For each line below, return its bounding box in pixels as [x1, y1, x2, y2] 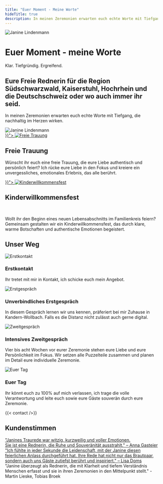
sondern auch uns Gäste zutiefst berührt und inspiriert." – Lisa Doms [5, 458, 142, 464]
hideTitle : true [5, 12, 38, 17]
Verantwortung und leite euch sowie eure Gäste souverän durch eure [5, 395, 143, 401]
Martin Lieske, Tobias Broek [5, 473, 61, 479]
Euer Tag [5, 379, 27, 386]
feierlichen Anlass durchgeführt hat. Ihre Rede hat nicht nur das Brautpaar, [5, 452, 154, 458]
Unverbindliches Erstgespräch [5, 298, 79, 305]
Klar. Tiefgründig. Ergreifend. [5, 63, 63, 69]
